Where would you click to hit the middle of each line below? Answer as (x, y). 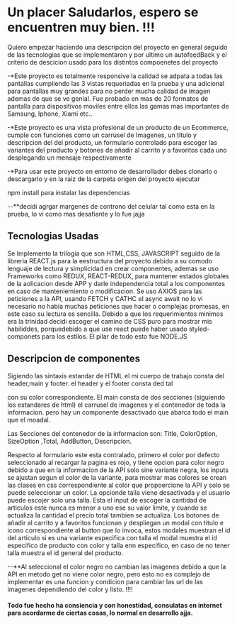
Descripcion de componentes (74, 359)
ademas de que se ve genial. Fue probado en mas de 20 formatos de (108, 98)
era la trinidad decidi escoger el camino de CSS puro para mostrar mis (110, 321)
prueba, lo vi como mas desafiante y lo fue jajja (76, 214)
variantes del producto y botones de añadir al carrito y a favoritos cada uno (117, 150)
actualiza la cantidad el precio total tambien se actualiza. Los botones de (113, 515)
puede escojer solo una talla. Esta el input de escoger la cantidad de (107, 500)
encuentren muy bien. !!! (81, 27)
